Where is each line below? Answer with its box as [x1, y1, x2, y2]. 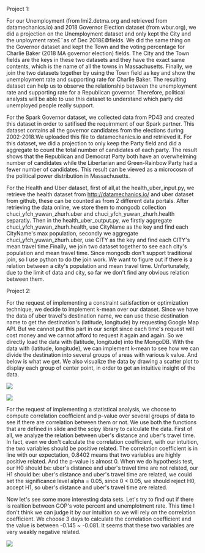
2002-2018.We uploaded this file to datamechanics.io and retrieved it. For [6, 133, 192, 140]
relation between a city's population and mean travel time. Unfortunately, [6, 262, 190, 269]
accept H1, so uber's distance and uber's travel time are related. [6, 484, 168, 491]
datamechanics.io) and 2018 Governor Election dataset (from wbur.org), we [6, 24, 196, 31]
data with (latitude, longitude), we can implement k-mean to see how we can [6, 345, 199, 352]
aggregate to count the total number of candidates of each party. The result [6, 147, 198, 153]
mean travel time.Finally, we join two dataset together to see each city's [6, 243, 187, 250]
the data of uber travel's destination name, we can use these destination [6, 312, 188, 319]
